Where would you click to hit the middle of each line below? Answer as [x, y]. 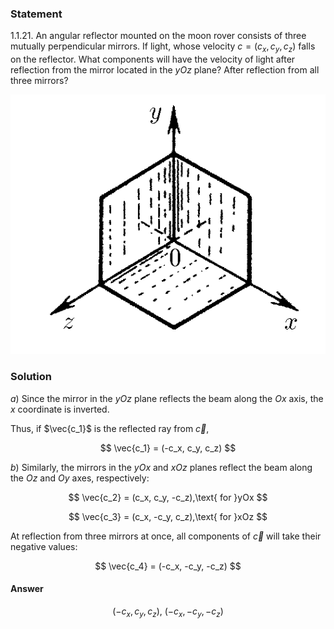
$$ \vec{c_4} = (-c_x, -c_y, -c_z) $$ [168, 566]
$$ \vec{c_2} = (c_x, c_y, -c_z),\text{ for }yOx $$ [168, 497]
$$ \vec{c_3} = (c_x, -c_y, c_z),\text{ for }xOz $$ [168, 516]
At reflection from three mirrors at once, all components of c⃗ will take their [166, 536]
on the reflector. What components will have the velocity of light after [153, 59]
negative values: [44, 546]
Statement [36, 14]
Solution [31, 377]
